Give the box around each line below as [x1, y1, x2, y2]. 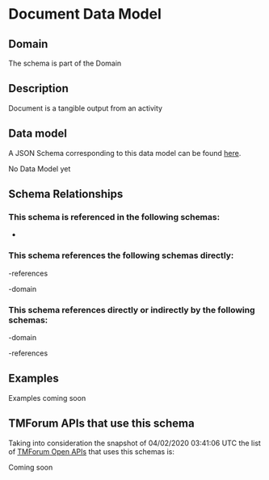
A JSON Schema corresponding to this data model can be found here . [8, 148, 242, 158]
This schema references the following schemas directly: [8, 250, 234, 261]
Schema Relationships [8, 187, 124, 201]
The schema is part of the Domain [8, 58, 122, 68]
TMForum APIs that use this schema [8, 417, 195, 431]
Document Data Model [8, 5, 162, 23]
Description [8, 82, 69, 95]
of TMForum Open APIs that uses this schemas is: [8, 446, 175, 457]
